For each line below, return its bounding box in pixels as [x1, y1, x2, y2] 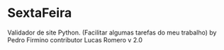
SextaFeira [7, 5, 72, 21]
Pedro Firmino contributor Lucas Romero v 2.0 [7, 35, 143, 44]
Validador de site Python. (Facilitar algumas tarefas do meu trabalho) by [7, 28, 217, 37]
